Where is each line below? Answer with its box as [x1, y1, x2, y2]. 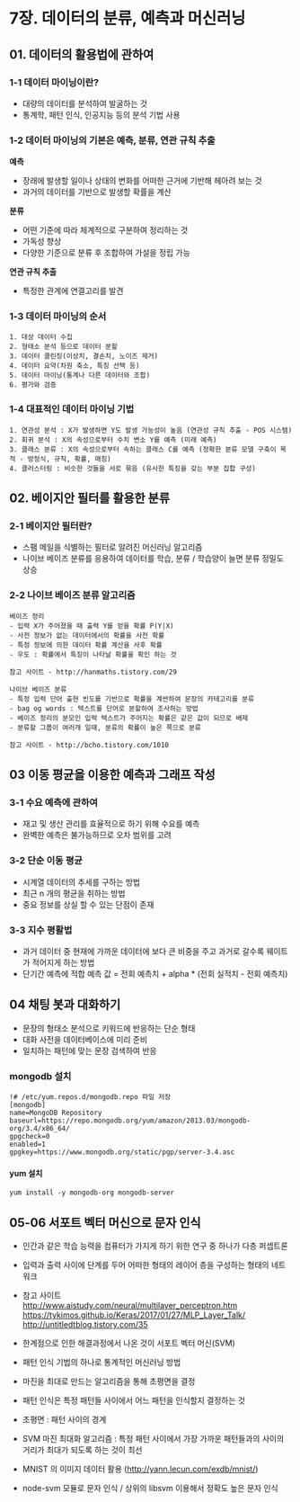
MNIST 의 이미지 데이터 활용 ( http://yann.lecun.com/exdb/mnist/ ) [22, 1463, 259, 1475]
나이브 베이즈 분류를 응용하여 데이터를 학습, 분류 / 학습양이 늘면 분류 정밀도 [22, 553, 285, 564]
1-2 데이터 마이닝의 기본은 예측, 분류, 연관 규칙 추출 [9, 134, 216, 147]
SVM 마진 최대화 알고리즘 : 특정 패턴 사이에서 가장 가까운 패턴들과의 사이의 [22, 1434, 285, 1444]
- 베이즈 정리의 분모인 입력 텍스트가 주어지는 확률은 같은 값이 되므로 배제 [9, 713, 249, 722]
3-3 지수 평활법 [9, 924, 73, 936]
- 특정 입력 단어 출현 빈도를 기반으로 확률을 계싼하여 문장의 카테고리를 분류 [9, 694, 254, 703]
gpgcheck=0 [9, 1132, 50, 1141]
